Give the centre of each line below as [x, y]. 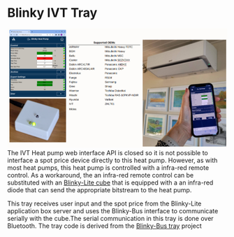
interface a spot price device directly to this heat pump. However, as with [112, 160]
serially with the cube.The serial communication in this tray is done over [111, 218]
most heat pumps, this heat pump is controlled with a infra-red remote [108, 167]
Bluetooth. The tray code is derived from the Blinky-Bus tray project [105, 226]
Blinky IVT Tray [52, 13]
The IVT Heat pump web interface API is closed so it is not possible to [108, 152]
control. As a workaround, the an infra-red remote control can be [101, 175]
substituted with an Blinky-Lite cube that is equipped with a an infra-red [110, 182]
